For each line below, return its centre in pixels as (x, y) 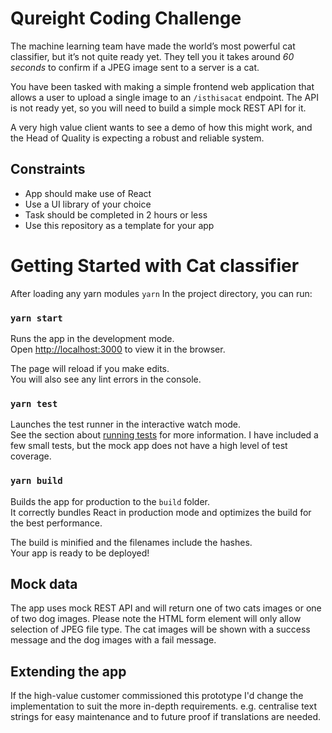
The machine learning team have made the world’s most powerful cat (153, 46)
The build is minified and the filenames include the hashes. (131, 542)
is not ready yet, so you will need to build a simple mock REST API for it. (158, 108)
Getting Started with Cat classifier (155, 265)
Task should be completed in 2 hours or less (116, 214)
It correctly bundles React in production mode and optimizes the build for (161, 512)
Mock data (44, 583)
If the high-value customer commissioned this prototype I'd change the (157, 696)
